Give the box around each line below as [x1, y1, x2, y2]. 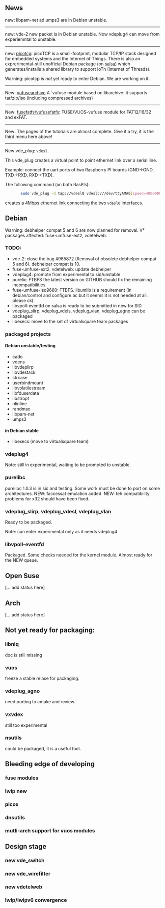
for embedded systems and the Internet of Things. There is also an [5, 55, 140, 61]
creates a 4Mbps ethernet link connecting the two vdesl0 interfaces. [5, 200, 143, 206]
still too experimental [5, 722, 48, 728]
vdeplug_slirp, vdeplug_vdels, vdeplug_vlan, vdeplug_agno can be [12, 308, 146, 314]
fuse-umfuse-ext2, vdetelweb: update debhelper [12, 266, 111, 272]
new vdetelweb [5, 883, 43, 890]
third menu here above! [5, 134, 53, 139]
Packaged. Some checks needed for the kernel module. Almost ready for [5, 552, 153, 558]
